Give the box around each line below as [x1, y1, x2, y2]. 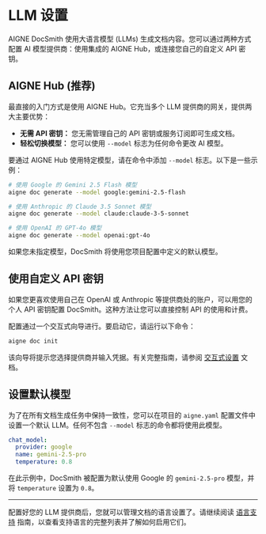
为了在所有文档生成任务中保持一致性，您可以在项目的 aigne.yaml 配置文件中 [8, 410, 256, 419]
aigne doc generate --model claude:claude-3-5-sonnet [8, 210, 190, 218]
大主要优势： [8, 112, 50, 121]
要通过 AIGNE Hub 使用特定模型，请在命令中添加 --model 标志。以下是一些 [8, 155, 251, 165]
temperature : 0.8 [15, 458, 73, 466]
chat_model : [8, 436, 47, 444]
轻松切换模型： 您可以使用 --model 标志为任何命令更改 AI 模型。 [19, 138, 228, 148]
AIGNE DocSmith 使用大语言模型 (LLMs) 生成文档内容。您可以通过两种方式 [8, 34, 252, 44]
